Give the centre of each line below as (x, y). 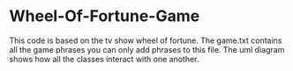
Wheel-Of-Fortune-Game (105, 16)
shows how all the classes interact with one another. (104, 59)
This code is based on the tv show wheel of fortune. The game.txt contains (146, 40)
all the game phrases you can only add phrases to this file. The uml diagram (147, 49)
